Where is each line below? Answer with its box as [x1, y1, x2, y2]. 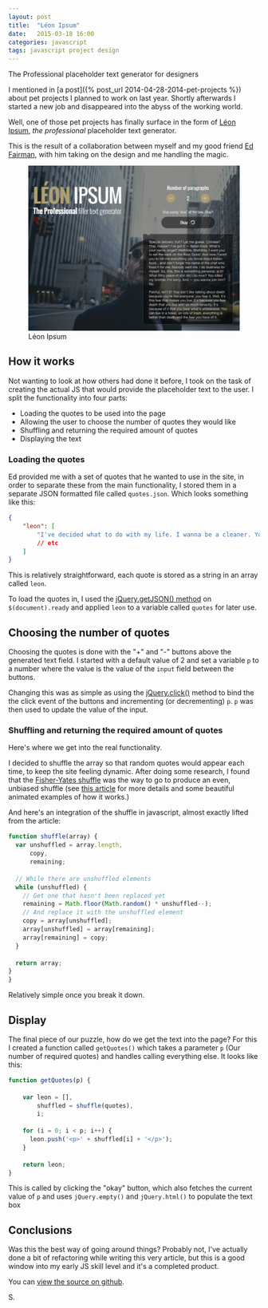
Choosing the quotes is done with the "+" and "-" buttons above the [8, 647, 232, 657]
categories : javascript [8, 38, 88, 46]
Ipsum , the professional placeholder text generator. [8, 126, 177, 136]
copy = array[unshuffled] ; [22, 917, 112, 925]
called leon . [8, 579, 47, 588]
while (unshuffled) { [15, 883, 88, 891]
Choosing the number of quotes [8, 626, 170, 639]
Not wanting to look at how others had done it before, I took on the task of [8, 376, 251, 385]
